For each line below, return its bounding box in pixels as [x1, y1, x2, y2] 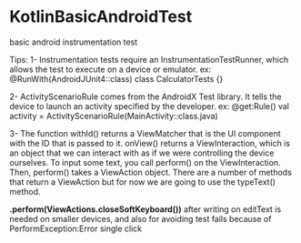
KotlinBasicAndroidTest [9, 6, 193, 27]
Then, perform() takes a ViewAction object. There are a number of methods [9, 167, 293, 177]
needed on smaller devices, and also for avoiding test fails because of [9, 213, 272, 224]
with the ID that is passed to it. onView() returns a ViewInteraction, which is [9, 137, 291, 148]
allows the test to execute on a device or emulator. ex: [9, 64, 212, 75]
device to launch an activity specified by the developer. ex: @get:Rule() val [9, 100, 289, 111]
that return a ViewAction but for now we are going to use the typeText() [9, 176, 276, 187]
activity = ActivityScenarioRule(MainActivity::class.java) [9, 110, 218, 121]
